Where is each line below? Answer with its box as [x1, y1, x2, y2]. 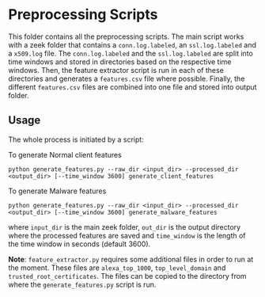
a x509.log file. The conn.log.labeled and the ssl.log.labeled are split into [8, 48, 253, 58]
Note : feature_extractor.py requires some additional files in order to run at [8, 254, 254, 264]
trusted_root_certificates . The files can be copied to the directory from [8, 271, 247, 280]
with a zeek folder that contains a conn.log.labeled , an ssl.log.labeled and [8, 40, 257, 49]
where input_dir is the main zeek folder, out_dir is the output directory [8, 222, 241, 231]
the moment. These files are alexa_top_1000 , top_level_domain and [8, 263, 226, 272]
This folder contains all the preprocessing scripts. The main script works [8, 32, 244, 41]
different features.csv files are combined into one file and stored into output [8, 82, 257, 92]
